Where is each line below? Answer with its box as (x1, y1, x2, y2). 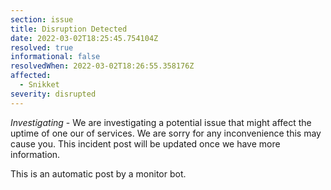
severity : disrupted (10, 89, 97, 99)
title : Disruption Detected (10, 24, 128, 34)
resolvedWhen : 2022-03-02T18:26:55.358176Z (10, 61, 195, 71)
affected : (10, 71, 52, 81)
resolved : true (10, 42, 74, 53)
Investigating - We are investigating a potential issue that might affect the (10, 116, 312, 128)
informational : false (10, 52, 101, 62)
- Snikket (19, 80, 60, 90)
